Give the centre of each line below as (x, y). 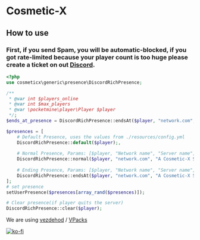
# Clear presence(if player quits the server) (65, 203)
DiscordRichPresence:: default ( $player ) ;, (69, 143)
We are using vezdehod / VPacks (47, 220)
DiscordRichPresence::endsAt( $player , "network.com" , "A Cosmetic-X (104, 176)
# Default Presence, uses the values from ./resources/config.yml (101, 137)
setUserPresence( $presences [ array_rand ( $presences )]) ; (76, 192)
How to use (27, 33)
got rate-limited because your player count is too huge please (97, 57)
